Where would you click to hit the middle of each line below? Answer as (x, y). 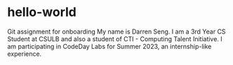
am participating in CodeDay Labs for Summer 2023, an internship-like (109, 46)
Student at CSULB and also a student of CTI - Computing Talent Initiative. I (115, 38)
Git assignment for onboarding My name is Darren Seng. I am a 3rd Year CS (116, 31)
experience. (25, 54)
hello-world (42, 12)
